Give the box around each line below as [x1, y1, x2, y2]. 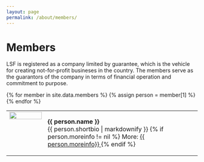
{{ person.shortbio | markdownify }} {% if [47, 125, 164, 134]
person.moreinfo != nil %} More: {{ [47, 132, 145, 141]
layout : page [6, 8, 39, 15]
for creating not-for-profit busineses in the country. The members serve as [6, 67, 194, 74]
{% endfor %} [6, 98, 41, 105]
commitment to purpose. [6, 80, 68, 87]
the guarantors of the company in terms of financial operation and [6, 73, 171, 80]
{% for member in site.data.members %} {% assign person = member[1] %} [6, 91, 196, 99]
